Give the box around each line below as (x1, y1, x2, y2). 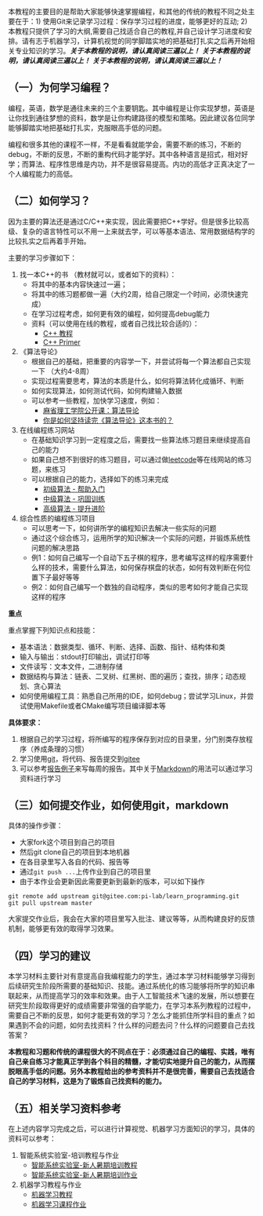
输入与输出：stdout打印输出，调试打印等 (19, 652, 150, 661)
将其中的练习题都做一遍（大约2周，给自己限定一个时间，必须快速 (31, 289, 242, 298)
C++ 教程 (42, 328, 74, 338)
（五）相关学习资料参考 (8, 1101, 121, 1115)
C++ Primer (42, 337, 81, 347)
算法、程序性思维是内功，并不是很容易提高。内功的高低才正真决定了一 (28, 159, 255, 169)
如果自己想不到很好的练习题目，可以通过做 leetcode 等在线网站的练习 (31, 455, 252, 464)
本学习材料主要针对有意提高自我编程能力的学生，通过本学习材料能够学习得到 (8, 972, 255, 981)
